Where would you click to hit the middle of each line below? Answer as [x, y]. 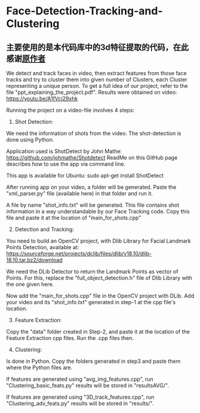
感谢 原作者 [26, 58]
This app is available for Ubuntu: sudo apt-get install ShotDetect [85, 175]
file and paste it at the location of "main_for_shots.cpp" [74, 218]
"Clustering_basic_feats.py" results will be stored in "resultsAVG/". [87, 386]
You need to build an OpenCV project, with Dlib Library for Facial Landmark [99, 241]
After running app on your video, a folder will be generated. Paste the [91, 187]
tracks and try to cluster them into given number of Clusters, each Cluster [97, 79]
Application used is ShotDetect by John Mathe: [64, 151]
